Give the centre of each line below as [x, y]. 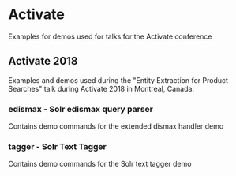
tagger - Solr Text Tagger [57, 146]
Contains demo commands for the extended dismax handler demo [116, 126]
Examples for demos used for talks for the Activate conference [110, 36]
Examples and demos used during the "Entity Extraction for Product [118, 80]
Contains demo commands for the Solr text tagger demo [100, 164]
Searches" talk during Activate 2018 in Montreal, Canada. [101, 88]
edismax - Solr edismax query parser [81, 109]
